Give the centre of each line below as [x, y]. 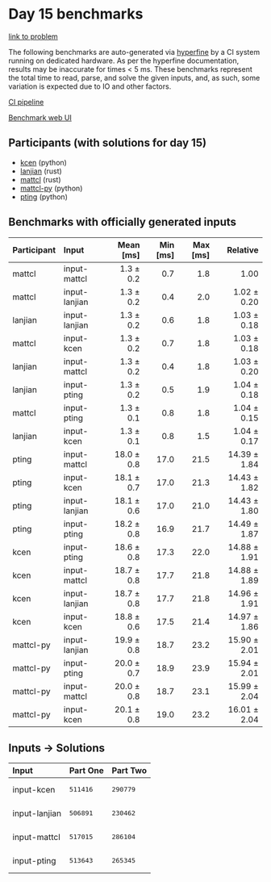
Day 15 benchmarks [76, 14]
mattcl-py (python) [51, 188]
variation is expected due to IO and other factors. [90, 86]
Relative [243, 249]
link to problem [33, 36]
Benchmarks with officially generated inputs [122, 222]
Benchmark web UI [40, 117]
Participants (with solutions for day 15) [108, 143]
